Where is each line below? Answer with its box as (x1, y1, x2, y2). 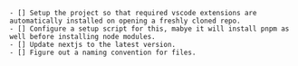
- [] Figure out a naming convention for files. (9, 48, 197, 57)
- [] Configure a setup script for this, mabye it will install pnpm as (9, 24, 290, 33)
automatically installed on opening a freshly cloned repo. (9, 16, 242, 25)
